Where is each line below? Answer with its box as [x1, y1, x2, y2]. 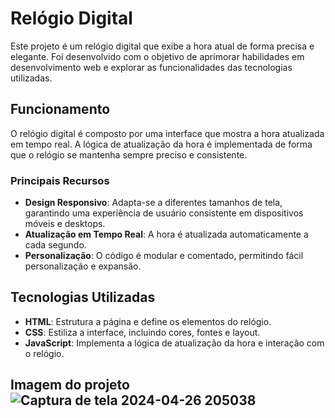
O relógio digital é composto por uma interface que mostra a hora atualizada [10, 127, 325, 139]
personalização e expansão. [24, 260, 142, 272]
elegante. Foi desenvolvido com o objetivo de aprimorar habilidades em [10, 50, 305, 62]
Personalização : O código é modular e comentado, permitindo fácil [24, 250, 304, 262]
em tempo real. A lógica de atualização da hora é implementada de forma [10, 138, 313, 150]
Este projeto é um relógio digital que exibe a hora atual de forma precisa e [10, 40, 315, 52]
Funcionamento [10, 101, 111, 118]
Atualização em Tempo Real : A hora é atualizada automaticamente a [24, 228, 309, 241]
